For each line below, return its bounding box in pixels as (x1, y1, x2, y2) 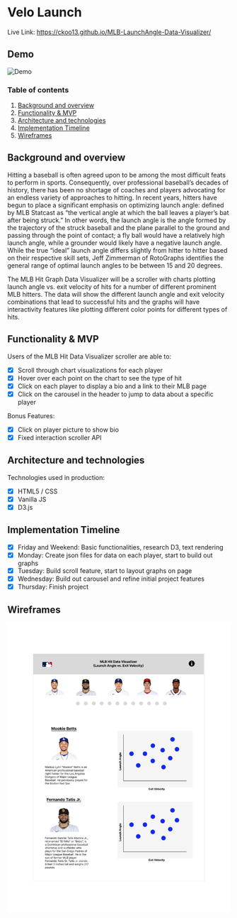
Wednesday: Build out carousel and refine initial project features (17, 574, 205, 583)
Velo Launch (7, 4, 83, 21)
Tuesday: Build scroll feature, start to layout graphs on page (17, 566, 192, 575)
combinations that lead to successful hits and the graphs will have (7, 297, 200, 306)
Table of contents (7, 84, 69, 94)
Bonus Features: (7, 411, 55, 420)
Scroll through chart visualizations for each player (17, 366, 163, 374)
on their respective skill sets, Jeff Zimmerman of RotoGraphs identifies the (7, 253, 224, 262)
